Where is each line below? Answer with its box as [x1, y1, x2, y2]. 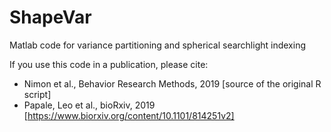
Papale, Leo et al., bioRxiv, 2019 [23, 99, 156, 111]
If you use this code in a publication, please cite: [9, 58, 209, 70]
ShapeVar [9, 6, 92, 29]
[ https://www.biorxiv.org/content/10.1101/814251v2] [23, 109, 235, 121]
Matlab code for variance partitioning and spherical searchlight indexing [9, 39, 306, 51]
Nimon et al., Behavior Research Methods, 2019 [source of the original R [23, 77, 322, 90]
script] [23, 88, 52, 100]
